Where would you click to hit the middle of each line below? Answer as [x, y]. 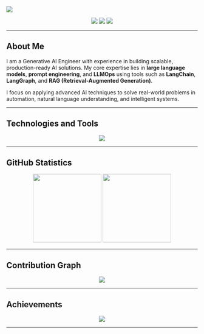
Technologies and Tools [53, 124]
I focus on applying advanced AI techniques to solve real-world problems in [101, 92]
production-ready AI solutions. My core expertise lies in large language [96, 68]
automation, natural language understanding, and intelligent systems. [93, 99]
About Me [25, 47]
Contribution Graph [44, 265]
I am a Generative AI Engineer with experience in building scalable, [90, 61]
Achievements [34, 304]
